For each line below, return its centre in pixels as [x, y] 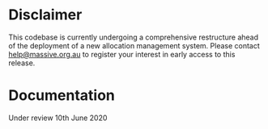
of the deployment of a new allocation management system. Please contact [134, 45]
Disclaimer [45, 15]
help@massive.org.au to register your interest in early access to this [122, 54]
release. [22, 63]
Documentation [62, 96]
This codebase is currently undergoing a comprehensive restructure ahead [134, 37]
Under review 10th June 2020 [58, 118]
